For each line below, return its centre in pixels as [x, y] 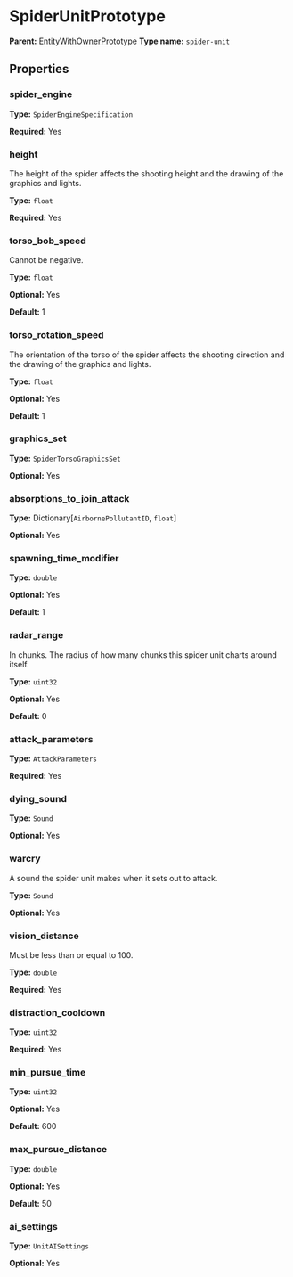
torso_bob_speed [48, 241]
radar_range [37, 635]
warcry [25, 859]
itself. [19, 664]
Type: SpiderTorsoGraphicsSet [65, 458]
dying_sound [38, 798]
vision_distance [44, 936]
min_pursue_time [48, 1073]
